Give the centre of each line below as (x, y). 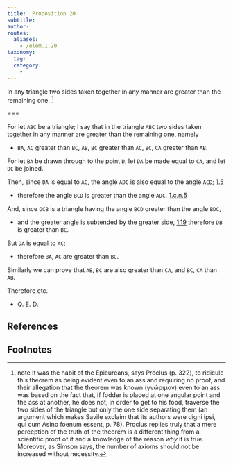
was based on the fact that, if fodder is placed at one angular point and (119, 395)
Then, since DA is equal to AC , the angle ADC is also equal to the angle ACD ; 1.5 (115, 182)
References (33, 326)
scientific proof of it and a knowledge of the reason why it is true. (111, 439)
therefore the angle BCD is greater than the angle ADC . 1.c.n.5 (102, 196)
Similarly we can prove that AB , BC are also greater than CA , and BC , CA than (112, 270)
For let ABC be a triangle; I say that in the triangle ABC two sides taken (104, 127)
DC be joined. (25, 169)
